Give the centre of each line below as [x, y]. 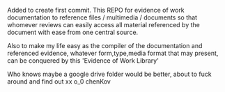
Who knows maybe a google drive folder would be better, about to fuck [109, 74]
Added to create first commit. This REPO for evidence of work [96, 10]
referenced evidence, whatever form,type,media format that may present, [113, 53]
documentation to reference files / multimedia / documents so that [102, 17]
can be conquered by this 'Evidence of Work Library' [83, 61]
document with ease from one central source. [73, 32]
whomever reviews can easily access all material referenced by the [103, 25]
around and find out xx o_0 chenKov [59, 82]
